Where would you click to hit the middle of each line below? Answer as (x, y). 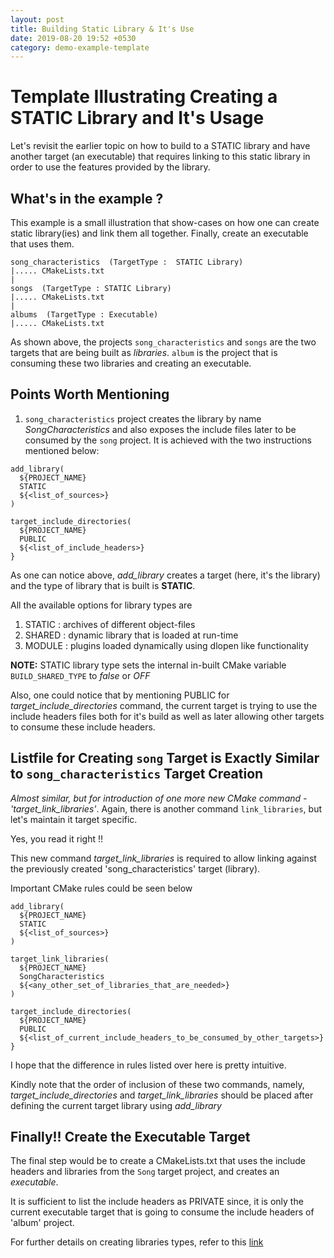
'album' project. (42, 1223)
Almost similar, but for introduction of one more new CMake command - (159, 798)
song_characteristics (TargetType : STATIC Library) (127, 262)
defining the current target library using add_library (116, 1105)
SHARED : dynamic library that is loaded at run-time (131, 635)
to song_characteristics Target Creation (137, 774)
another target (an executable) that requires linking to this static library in (160, 157)
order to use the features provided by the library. (110, 167)
